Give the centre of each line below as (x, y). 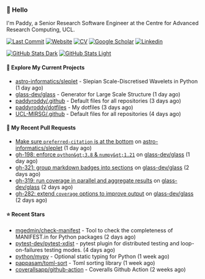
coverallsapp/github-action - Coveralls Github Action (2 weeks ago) (100, 269)
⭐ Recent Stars (26, 215)
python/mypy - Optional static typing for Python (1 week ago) (92, 256)
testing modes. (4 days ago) (80, 250)
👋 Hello (17, 10)
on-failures (29, 250)
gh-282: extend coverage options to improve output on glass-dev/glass (104, 193)
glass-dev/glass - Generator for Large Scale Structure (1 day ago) (98, 94)
